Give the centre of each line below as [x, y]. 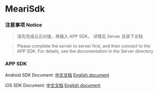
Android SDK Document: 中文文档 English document [57, 75]
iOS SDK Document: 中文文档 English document [53, 85]
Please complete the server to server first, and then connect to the [84, 46]
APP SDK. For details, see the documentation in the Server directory [85, 51]
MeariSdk [25, 9]
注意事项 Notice [24, 25]
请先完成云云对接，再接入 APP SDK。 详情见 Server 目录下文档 [80, 36]
